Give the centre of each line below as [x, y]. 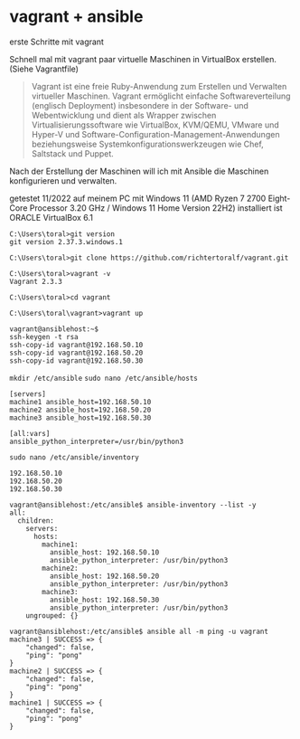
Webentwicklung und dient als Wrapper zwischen [124, 115]
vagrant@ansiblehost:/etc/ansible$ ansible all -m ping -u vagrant [139, 631]
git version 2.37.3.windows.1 [66, 242]
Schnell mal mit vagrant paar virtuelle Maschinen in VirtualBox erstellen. [143, 59]
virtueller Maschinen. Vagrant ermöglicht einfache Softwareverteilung [161, 96]
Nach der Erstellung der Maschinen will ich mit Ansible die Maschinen [139, 171]
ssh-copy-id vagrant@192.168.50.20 [76, 353]
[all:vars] [30, 433]
